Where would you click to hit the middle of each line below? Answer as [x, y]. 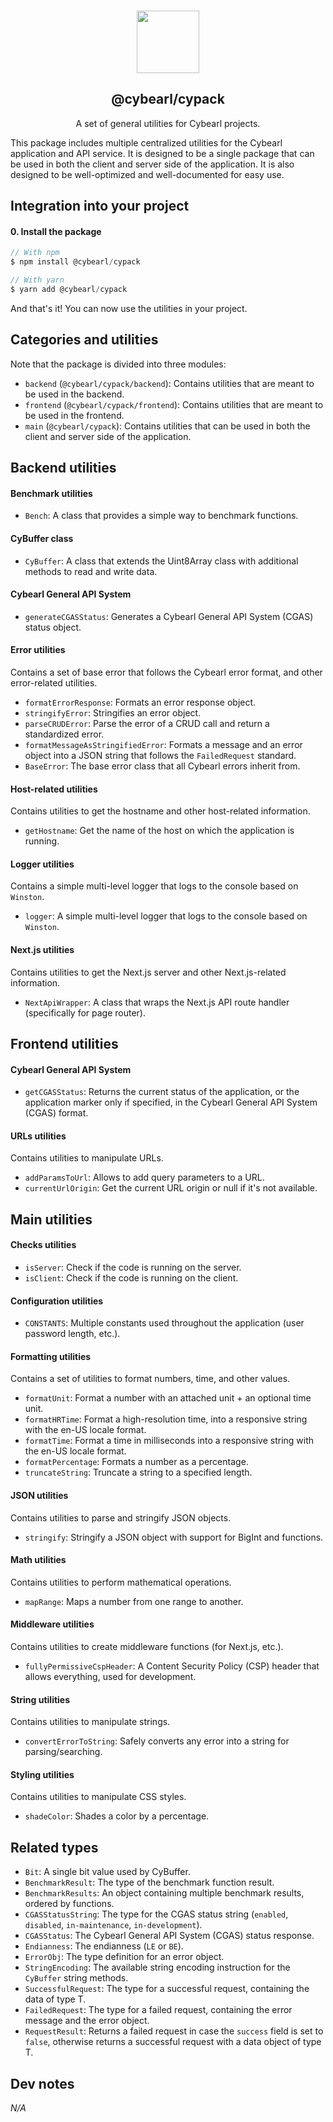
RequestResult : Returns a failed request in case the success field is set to [174, 2031]
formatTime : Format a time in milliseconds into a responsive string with [169, 1441]
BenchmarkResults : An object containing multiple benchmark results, [164, 1893]
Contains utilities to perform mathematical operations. [121, 1582]
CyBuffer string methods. [76, 1978]
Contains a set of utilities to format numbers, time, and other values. [150, 1379]
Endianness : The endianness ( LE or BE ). [104, 1946]
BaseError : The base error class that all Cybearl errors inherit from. [162, 766]
